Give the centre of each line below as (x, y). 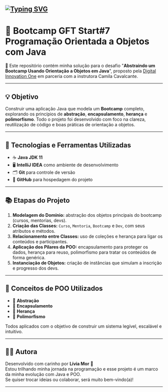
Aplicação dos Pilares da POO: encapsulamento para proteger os (80, 247)
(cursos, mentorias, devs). (39, 220)
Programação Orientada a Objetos (77, 41)
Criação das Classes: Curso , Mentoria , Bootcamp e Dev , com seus (78, 226)
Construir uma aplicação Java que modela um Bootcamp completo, (75, 109)
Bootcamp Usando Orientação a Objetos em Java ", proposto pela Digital (81, 71)
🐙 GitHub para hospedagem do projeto (52, 179)
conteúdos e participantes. (40, 241)
